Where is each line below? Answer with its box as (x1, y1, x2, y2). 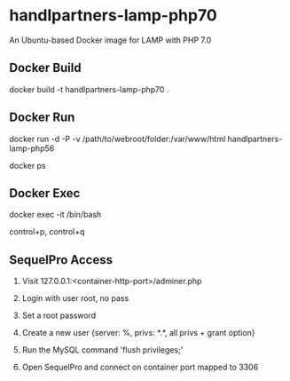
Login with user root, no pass (21, 293, 129, 304)
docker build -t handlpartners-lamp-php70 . (9, 83, 169, 94)
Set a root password (21, 310, 97, 321)
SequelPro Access (9, 252, 114, 267)
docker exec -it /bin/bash (9, 210, 102, 220)
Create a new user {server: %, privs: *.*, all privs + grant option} (21, 328, 255, 338)
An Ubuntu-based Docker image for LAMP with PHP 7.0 (9, 35, 212, 45)
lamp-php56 (9, 143, 55, 154)
